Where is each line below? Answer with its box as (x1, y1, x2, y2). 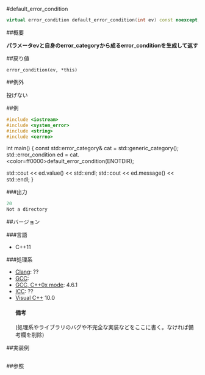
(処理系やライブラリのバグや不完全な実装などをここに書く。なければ (15, 324, 189, 331)
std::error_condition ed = (6, 151, 69, 158)
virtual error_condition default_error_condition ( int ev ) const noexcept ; (6, 17, 201, 23)
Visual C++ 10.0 (15, 294, 56, 302)
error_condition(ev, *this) (6, 67, 78, 73)
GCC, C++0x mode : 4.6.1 (15, 281, 78, 289)
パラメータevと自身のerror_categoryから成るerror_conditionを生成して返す (6, 42, 198, 49)
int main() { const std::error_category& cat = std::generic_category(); (6, 145, 179, 152)
